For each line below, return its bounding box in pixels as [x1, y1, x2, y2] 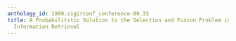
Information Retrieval [13, 23, 80, 30]
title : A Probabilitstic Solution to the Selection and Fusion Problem [7, 17, 221, 24]
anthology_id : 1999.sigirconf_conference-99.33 [7, 10, 150, 17]
